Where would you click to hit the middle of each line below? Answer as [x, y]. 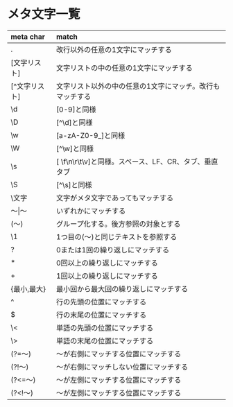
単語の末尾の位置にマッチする [105, 340]
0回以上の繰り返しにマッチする [107, 263]
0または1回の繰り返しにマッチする [113, 250]
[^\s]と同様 [74, 184]
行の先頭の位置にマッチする [102, 302]
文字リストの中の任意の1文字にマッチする [124, 68]
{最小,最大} [28, 288]
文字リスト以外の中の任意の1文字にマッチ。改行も [138, 86]
